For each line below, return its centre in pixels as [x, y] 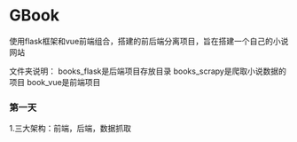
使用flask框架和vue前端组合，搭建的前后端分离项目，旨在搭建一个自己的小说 [149, 41]
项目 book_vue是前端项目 [55, 82]
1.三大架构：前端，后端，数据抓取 [70, 129]
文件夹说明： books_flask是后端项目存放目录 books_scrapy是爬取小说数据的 [148, 71]
